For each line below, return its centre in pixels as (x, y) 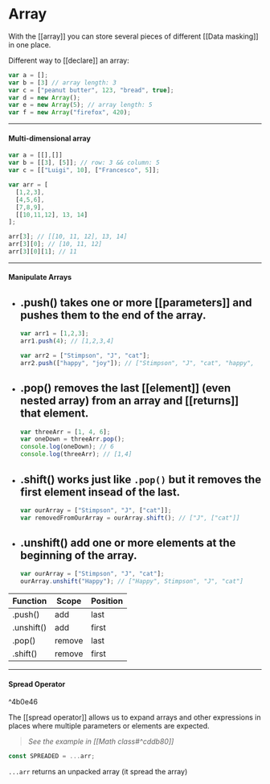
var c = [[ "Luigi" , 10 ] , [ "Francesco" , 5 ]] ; (84, 170)
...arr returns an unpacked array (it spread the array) (98, 772)
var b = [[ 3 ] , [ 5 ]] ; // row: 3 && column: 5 (84, 163)
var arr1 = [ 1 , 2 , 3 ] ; (54, 334)
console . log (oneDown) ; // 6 (67, 447)
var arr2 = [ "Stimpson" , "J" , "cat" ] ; (85, 356)
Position (107, 601)
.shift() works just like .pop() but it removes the (141, 479)
